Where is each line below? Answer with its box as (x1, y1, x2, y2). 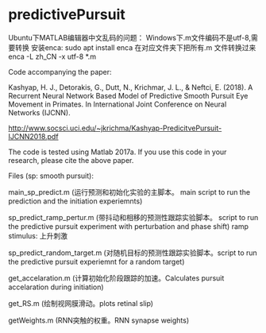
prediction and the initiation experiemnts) (8, 196, 143, 206)
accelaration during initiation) (8, 282, 105, 292)
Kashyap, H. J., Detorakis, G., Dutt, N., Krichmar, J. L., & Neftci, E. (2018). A (8, 82, 253, 92)
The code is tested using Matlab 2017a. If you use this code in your (8, 147, 227, 157)
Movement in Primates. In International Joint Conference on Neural (8, 99, 227, 109)
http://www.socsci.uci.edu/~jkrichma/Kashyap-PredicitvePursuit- (8, 123, 222, 133)
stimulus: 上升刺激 (8, 230, 67, 240)
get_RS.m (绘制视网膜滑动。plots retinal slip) (8, 298, 153, 308)
